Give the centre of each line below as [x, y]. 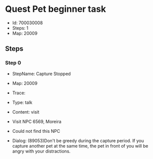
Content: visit [26, 112]
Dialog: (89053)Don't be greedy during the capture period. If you [78, 140]
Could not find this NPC [36, 131]
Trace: [19, 93]
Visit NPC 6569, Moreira [37, 121]
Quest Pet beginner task [56, 9]
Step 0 [13, 63]
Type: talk [22, 102]
